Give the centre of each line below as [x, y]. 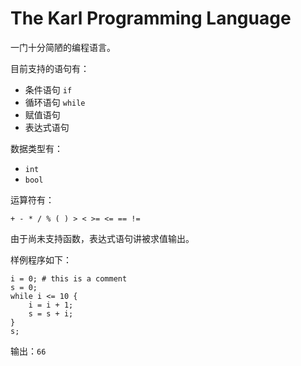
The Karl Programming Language [151, 18]
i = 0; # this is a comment [69, 278]
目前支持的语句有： [50, 68]
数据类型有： [36, 148]
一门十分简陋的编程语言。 [63, 47]
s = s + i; [51, 313]
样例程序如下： [41, 259]
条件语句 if [48, 89]
